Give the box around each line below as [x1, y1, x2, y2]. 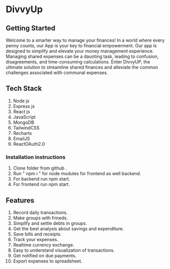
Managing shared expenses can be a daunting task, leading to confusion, [6, 53, 159, 59]
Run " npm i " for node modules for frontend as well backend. [13, 171, 141, 177]
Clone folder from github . [13, 165, 67, 171]
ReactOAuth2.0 [13, 141, 45, 147]
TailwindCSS [13, 124, 40, 130]
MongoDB [13, 119, 34, 125]
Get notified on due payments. [13, 252, 77, 258]
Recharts [13, 130, 32, 136]
